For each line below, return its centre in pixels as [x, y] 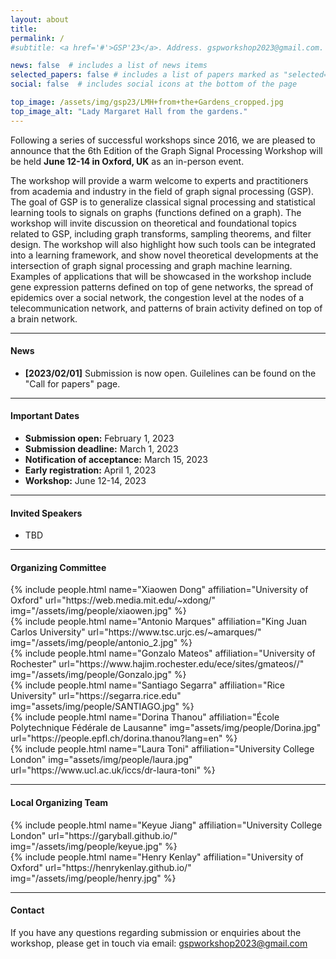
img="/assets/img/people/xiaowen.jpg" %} [98, 611]
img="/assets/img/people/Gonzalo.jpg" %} [98, 675]
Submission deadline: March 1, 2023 [101, 449]
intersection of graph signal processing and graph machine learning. [151, 265]
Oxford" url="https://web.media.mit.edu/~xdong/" [113, 600]
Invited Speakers [46, 513]
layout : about [40, 19]
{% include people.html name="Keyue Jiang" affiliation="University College [166, 825]
